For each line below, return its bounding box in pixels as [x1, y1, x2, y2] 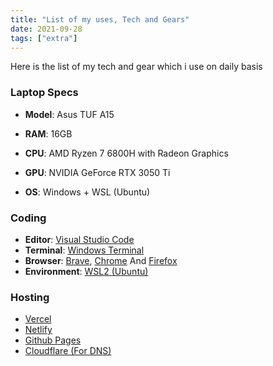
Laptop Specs [10, 86, 79, 100]
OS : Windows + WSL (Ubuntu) [24, 186, 151, 198]
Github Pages [24, 334, 82, 346]
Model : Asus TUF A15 [24, 108, 115, 120]
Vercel [24, 313, 52, 325]
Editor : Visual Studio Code [24, 233, 135, 245]
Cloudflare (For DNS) [24, 345, 112, 357]
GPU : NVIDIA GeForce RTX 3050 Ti [24, 166, 171, 178]
